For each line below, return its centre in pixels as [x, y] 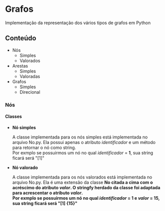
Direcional [30, 92]
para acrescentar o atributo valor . [48, 193]
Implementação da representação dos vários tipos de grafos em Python [78, 23]
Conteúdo [21, 38]
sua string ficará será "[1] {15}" [45, 203]
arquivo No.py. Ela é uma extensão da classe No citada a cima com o [82, 182]
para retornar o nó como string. [44, 147]
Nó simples [24, 127]
